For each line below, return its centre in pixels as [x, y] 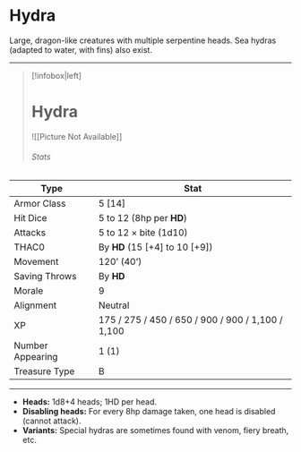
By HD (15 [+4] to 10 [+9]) [155, 247]
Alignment [35, 305]
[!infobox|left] [56, 75]
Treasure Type [44, 371]
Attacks [30, 233]
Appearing [36, 357]
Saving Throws [45, 277]
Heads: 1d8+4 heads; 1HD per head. [90, 402]
